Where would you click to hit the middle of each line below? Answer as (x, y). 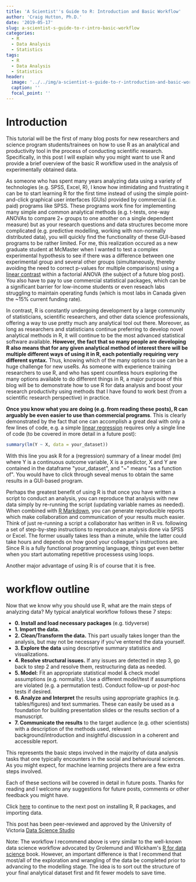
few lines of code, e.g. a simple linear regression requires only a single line (96, 428)
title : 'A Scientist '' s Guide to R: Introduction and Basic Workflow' (94, 11)
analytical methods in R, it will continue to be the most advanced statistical (96, 335)
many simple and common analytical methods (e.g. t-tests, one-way (88, 212)
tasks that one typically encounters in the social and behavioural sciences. (96, 758)
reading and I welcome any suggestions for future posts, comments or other (98, 789)
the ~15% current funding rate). (44, 299)
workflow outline (48, 589)
